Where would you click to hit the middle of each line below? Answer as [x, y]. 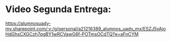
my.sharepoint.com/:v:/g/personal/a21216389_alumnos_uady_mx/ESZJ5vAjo [86, 28]
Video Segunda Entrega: [58, 9]
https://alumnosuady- [28, 23]
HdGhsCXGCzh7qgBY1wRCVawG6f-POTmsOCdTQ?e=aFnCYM [72, 34]
